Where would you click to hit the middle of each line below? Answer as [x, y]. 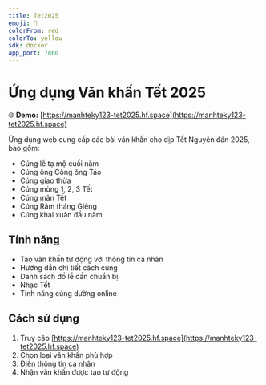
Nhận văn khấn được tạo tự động [74, 372]
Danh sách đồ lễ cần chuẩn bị [69, 276]
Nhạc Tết [35, 285]
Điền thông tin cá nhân [57, 363]
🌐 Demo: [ [26, 115]
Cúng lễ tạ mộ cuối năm [59, 163]
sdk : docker [28, 46]
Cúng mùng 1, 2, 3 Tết [56, 188]
